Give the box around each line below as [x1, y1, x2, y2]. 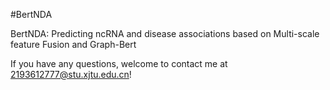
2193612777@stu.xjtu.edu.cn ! [10, 69, 132, 80]
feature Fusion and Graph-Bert [10, 39, 137, 50]
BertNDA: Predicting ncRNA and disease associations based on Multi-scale [10, 28, 320, 39]
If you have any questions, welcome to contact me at [10, 58, 228, 69]
